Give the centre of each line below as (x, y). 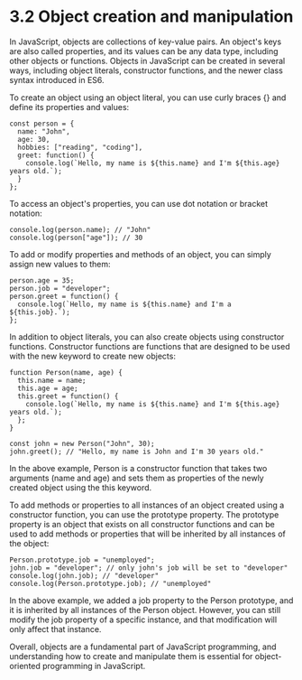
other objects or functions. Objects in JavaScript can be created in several (147, 61)
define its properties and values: (69, 107)
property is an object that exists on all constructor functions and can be (142, 524)
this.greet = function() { (68, 396)
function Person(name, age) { (66, 372)
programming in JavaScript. (94, 666)
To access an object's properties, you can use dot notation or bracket (139, 203)
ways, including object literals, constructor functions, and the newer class (146, 70)
